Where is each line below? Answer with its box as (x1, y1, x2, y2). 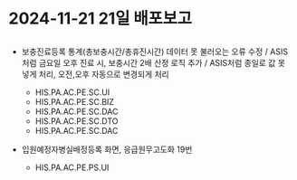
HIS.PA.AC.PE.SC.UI (34, 87, 110, 98)
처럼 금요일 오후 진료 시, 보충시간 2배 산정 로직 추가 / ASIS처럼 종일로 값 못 (21, 57, 286, 68)
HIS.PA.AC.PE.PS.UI (34, 162, 110, 173)
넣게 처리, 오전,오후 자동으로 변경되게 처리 (21, 69, 169, 80)
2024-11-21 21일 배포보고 (8, 8, 192, 29)
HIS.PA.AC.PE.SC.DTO (34, 115, 119, 127)
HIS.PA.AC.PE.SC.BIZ (34, 96, 115, 107)
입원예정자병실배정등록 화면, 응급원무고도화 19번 (21, 144, 193, 155)
